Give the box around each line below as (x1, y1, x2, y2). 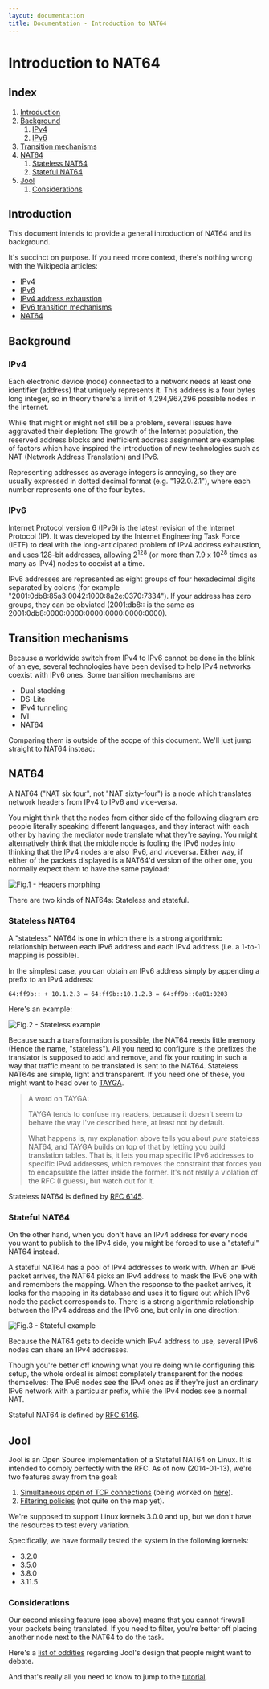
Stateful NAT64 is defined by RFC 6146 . (8, 1410, 140, 1420)
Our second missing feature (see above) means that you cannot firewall (8, 1615, 245, 1625)
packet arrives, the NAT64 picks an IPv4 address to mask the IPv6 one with (8, 1271, 259, 1281)
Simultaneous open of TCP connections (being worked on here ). (19, 1487, 234, 1497)
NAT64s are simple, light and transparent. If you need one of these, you (8, 1069, 245, 1079)
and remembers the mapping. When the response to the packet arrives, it (8, 1280, 251, 1289)
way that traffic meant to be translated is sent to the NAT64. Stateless (8, 1060, 238, 1070)
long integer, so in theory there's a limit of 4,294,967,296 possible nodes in (8, 394, 257, 403)
